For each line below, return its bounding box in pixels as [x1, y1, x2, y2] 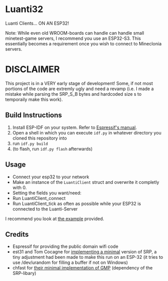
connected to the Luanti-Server [12, 205, 78, 212]
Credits [5, 230, 29, 239]
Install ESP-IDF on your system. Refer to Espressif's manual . [12, 124, 137, 130]
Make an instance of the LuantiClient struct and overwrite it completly [12, 179, 159, 185]
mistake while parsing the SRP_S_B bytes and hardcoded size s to [5, 91, 142, 97]
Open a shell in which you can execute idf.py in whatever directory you [12, 129, 162, 135]
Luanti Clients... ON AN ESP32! [5, 20, 69, 26]
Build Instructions [5, 111, 62, 119]
